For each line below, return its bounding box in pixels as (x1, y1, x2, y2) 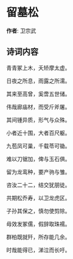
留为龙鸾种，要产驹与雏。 (6, 168, 71, 175)
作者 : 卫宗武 (6, 27, 36, 34)
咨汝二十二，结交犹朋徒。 (6, 181, 71, 189)
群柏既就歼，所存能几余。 (6, 233, 71, 241)
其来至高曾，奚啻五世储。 (6, 90, 71, 97)
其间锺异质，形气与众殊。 (6, 116, 71, 123)
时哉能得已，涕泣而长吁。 (6, 246, 71, 253)
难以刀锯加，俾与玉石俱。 (6, 155, 71, 162)
